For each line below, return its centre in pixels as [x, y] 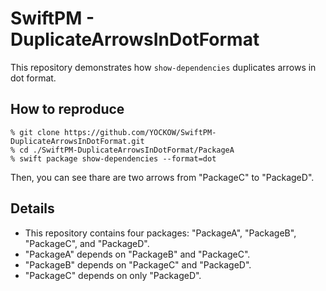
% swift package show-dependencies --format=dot [113, 158]
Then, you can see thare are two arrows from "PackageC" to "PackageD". [162, 177]
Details [32, 208]
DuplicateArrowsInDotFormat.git [77, 141]
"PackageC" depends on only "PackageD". [113, 275]
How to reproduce [67, 109]
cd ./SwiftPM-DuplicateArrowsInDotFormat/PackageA [127, 150]
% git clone [35, 132]
